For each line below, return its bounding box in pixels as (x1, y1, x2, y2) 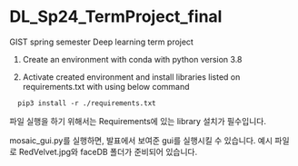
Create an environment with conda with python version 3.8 (22, 54, 243, 64)
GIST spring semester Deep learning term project (9, 36, 194, 47)
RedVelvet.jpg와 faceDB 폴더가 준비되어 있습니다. (18, 146, 198, 157)
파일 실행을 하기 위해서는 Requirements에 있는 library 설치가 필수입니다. (9, 115, 266, 126)
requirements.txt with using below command (22, 81, 190, 92)
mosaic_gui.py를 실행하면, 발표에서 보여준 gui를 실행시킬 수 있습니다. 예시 (9, 134, 273, 146)
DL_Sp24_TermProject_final (9, 6, 223, 27)
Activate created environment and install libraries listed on (22, 71, 241, 83)
